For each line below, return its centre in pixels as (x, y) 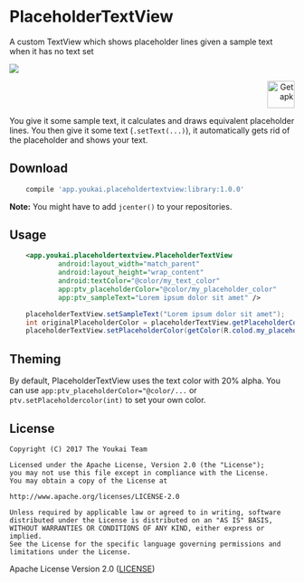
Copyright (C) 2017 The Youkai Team (78, 449)
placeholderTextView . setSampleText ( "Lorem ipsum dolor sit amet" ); (155, 314)
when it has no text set (52, 51)
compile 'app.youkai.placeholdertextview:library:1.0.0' (135, 189)
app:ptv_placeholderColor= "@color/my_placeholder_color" (167, 289)
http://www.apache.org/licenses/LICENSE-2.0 (95, 496)
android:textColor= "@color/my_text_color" (139, 281)
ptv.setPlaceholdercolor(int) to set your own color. (108, 400)
